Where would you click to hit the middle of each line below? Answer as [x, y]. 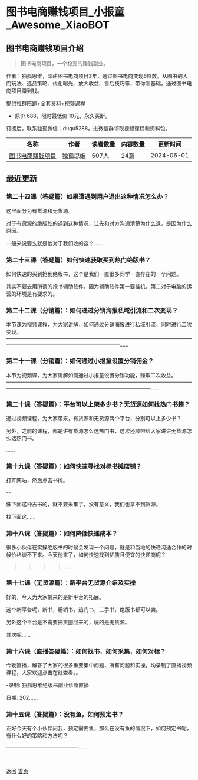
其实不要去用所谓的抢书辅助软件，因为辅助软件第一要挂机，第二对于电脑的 [96, 286]
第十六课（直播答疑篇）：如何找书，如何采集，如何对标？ [86, 651]
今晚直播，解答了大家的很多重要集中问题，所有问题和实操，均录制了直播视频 [99, 665]
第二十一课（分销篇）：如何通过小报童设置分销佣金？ [80, 361]
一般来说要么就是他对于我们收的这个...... [55, 243]
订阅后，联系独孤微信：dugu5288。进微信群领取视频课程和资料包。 [88, 128]
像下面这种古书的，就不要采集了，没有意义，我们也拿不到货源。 [83, 504]
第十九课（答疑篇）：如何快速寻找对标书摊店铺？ [74, 466]
